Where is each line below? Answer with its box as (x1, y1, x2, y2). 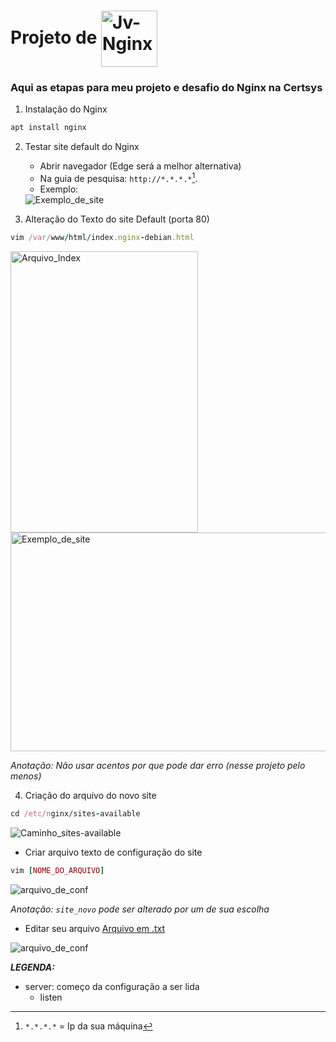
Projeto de (10, 26, 98, 49)
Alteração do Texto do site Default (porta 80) (24, 213, 210, 225)
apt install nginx (10, 123, 87, 133)
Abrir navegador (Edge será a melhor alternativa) (39, 160, 242, 172)
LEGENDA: (10, 961, 55, 973)
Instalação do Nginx (24, 103, 108, 115)
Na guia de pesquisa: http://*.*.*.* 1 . (39, 171, 198, 185)
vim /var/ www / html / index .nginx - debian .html (10, 233, 195, 243)
